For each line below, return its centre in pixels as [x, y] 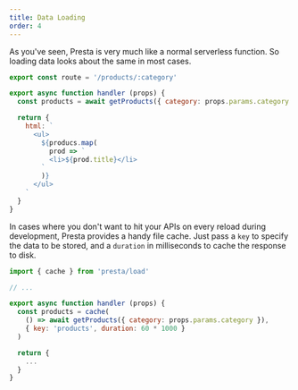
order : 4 [25, 26]
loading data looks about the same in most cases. [100, 61]
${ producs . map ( [70, 143]
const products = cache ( [63, 312]
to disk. [23, 255]
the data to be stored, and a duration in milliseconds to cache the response [148, 245]
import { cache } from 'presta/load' [79, 271]
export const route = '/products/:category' [93, 77]
